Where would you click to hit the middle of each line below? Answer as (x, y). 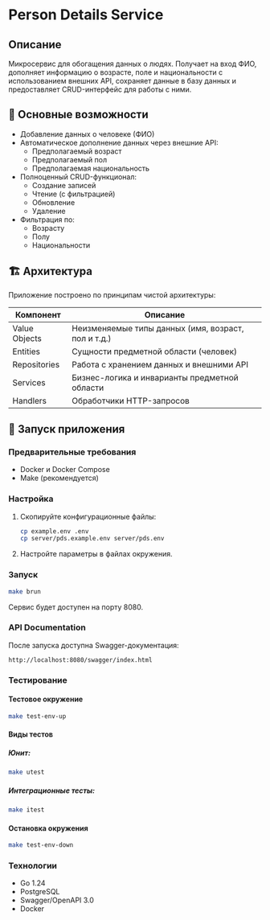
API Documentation (47, 627)
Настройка (31, 499)
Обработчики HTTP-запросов (131, 400)
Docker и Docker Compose (65, 470)
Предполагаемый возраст (77, 151)
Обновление (53, 202)
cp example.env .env (54, 531)
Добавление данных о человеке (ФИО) (87, 133)
